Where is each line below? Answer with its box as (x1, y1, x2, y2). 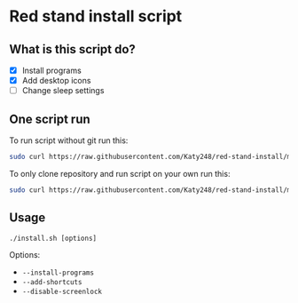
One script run (9, 111, 90, 126)
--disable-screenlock (21, 287, 102, 296)
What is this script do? (9, 42, 136, 57)
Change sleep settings (21, 85, 105, 96)
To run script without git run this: (9, 135, 129, 146)
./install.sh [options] (9, 234, 98, 243)
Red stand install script (9, 6, 183, 27)
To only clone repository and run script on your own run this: (9, 168, 231, 179)
